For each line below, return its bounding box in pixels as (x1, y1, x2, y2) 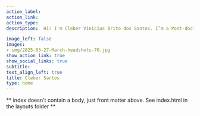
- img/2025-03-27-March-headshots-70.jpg (6, 47, 111, 54)
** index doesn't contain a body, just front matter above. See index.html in (6, 96, 188, 104)
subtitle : (6, 64, 31, 70)
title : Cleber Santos (6, 75, 60, 81)
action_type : (6, 20, 39, 26)
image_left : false (6, 36, 52, 42)
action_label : (6, 8, 42, 15)
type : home (6, 80, 33, 86)
